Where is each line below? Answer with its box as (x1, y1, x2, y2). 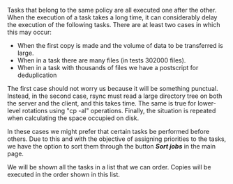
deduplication (17, 71, 57, 79)
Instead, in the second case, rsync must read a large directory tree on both (7, 92, 223, 100)
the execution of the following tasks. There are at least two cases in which (7, 21, 220, 28)
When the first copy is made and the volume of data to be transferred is (17, 42, 223, 49)
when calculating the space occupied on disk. (7, 114, 140, 122)
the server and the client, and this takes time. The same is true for (7, 99, 197, 107)
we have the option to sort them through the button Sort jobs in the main (7, 142, 216, 150)
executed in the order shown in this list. (7, 170, 121, 178)
